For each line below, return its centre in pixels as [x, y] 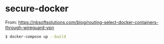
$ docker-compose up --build [36, 37]
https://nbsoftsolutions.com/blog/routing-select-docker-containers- [89, 22]
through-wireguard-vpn [30, 27]
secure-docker [37, 9]
